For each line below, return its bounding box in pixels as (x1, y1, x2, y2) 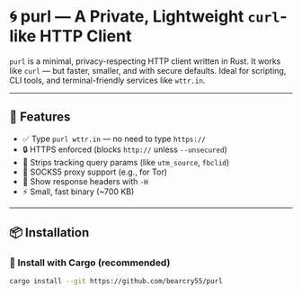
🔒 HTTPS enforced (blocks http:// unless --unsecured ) (22, 144, 227, 155)
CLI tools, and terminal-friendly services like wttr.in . (9, 75, 206, 85)
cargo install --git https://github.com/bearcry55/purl (9, 277, 223, 286)
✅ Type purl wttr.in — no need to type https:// (22, 133, 207, 144)
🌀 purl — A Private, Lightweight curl (9, 6, 280, 27)
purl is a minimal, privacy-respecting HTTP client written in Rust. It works (9, 56, 281, 67)
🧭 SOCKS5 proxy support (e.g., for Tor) (22, 166, 168, 177)
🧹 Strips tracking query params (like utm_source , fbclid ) (22, 156, 230, 167)
